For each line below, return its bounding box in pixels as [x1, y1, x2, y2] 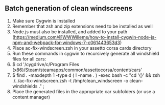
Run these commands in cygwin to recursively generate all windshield [12, 50, 159, 56]
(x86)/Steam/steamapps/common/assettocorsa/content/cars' [12, 67, 143, 73]
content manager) [12, 94, 51, 100]
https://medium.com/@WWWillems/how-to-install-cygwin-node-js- [14, 34, 157, 40]
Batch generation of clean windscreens [5, 4, 133, 13]
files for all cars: [12, 56, 46, 62]
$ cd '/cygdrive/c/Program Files [12, 61, 80, 67]
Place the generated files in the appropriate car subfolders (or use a [12, 88, 155, 94]
